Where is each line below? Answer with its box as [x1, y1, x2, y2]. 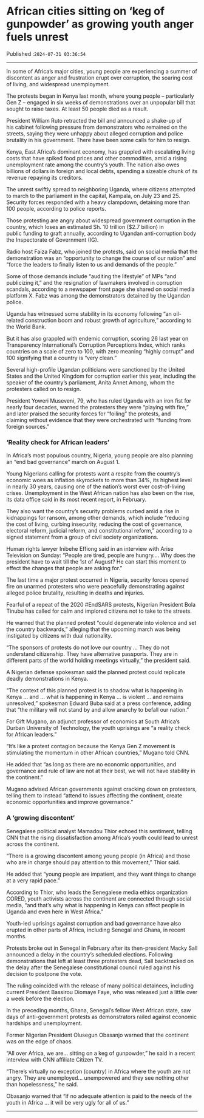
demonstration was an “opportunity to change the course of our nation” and [6, 254, 196, 262]
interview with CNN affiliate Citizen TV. [6, 1055, 103, 1063]
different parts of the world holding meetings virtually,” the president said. [6, 657, 191, 664]
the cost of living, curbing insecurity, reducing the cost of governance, [6, 520, 183, 528]
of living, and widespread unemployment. [6, 80, 110, 87]
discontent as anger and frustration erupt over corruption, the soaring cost [6, 74, 193, 81]
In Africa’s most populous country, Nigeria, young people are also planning [6, 452, 193, 459]
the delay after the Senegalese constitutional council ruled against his [6, 964, 180, 971]
